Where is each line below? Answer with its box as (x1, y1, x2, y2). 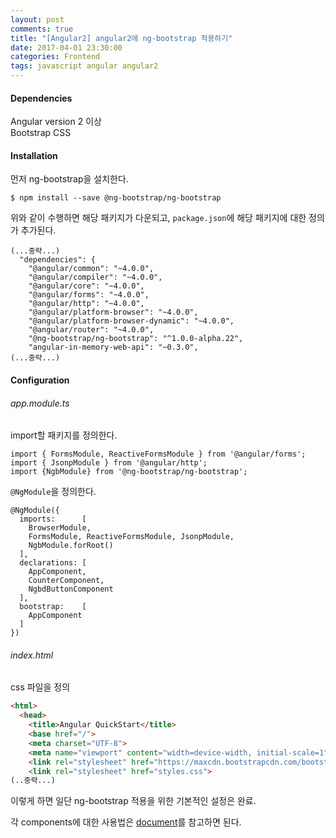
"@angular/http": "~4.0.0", (28, 299, 145, 309)
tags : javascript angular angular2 (10, 61, 159, 71)
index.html (10, 649, 54, 661)
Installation (10, 149, 58, 161)
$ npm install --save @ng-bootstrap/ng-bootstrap (10, 193, 222, 203)
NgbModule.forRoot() (28, 541, 114, 551)
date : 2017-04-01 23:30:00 (10, 42, 123, 53)
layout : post (10, 14, 65, 25)
